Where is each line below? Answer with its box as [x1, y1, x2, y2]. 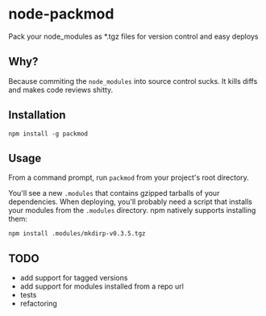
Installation [8, 108, 66, 122]
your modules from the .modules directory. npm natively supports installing [8, 206, 256, 215]
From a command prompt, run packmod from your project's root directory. [8, 173, 250, 182]
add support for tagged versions [19, 273, 128, 283]
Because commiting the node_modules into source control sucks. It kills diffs [8, 76, 258, 85]
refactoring [19, 299, 58, 309]
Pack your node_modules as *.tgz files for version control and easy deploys [8, 31, 259, 41]
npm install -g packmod [8, 130, 89, 138]
